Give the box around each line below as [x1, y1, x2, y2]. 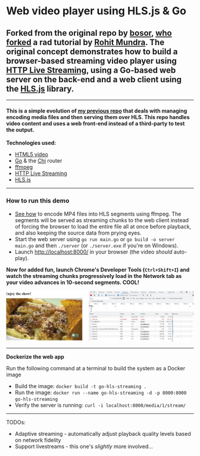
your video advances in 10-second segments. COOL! [6, 279, 140, 286]
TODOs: [6, 418, 26, 426]
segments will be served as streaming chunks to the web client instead [14, 216, 189, 224]
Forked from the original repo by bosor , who [6, 28, 172, 38]
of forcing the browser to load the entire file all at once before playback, [14, 223, 192, 230]
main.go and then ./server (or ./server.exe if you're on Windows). [14, 242, 179, 249]
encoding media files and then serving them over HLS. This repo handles [6, 113, 190, 120]
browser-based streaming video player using [6, 55, 177, 66]
